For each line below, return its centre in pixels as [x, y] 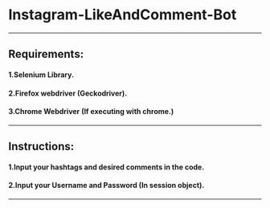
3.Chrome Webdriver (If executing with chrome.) [91, 112]
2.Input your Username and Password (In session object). [106, 186]
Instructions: [41, 147]
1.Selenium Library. [41, 75]
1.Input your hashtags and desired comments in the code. [106, 167]
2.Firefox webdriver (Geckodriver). [68, 93]
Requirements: [46, 54]
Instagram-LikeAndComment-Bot [123, 15]
